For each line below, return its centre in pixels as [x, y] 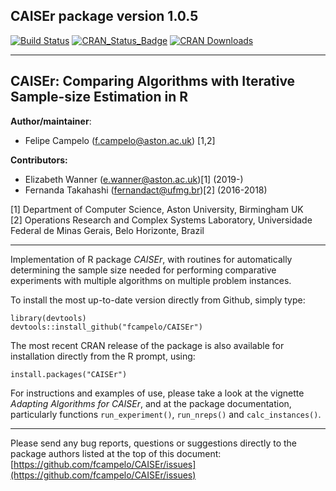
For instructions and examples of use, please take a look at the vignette [157, 393]
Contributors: [39, 160]
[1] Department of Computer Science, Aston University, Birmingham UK [157, 209]
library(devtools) [48, 318]
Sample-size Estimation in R [99, 97]
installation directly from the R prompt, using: [103, 356]
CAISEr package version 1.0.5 [104, 16]
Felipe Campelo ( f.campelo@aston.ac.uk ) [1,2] [120, 140]
